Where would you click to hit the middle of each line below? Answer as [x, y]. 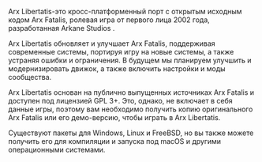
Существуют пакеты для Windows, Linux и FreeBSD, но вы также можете [131, 133]
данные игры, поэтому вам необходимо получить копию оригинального [131, 109]
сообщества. [30, 77]
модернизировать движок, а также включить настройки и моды [117, 69]
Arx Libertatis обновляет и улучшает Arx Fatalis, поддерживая [112, 43]
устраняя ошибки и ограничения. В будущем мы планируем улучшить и [130, 60]
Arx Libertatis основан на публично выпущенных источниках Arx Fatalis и [131, 92]
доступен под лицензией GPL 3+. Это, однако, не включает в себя [120, 101]
